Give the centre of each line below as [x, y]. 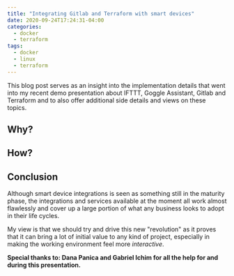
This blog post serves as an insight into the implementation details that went [116, 85]
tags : [15, 46]
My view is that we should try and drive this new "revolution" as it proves [112, 229]
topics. [17, 107]
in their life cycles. [33, 216]
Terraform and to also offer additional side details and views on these [107, 100]
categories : [24, 26]
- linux [25, 59]
